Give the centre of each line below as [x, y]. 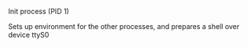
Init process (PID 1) [39, 11]
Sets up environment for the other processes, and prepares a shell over [124, 26]
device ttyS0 [29, 35]
